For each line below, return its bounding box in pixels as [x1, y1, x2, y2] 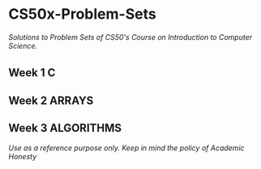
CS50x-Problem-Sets [8, 5, 156, 24]
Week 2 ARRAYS [8, 93, 94, 107]
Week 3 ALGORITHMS [8, 121, 122, 135]
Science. [8, 41, 38, 50]
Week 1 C [8, 66, 56, 80]
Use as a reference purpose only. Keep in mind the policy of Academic [8, 143, 245, 153]
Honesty [8, 151, 37, 161]
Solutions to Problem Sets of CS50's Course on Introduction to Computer [8, 32, 253, 41]
